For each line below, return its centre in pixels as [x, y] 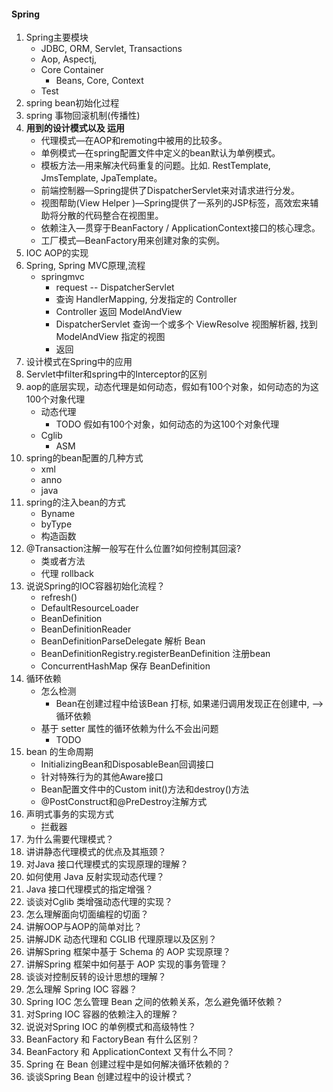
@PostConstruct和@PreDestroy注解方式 [124, 802]
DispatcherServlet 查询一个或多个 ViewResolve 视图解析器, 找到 [186, 324]
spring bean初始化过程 [72, 103]
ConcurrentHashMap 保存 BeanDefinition [125, 666]
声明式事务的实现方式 [69, 814]
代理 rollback [67, 574]
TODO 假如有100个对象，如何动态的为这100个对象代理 [167, 424]
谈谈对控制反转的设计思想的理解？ [96, 977]
